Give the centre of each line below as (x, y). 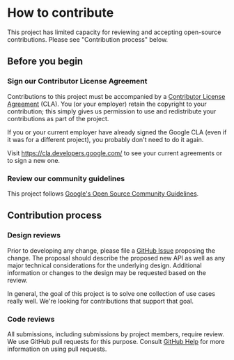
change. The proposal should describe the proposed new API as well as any (116, 258)
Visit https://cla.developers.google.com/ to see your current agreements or (115, 153)
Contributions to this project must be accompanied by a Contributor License (116, 96)
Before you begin (45, 62)
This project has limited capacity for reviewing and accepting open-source (114, 32)
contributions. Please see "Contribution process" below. (88, 39)
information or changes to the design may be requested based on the (107, 272)
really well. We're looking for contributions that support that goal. (100, 301)
